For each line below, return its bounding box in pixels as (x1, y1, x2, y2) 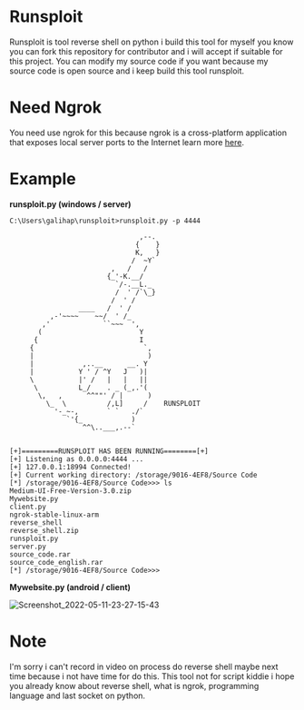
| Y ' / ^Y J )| (29, 367, 148, 376)
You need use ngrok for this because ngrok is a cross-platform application (9, 127, 288, 138)
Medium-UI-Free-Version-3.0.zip (9, 486, 132, 496)
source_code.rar (9, 549, 71, 559)
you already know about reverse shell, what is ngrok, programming (9, 680, 260, 691)
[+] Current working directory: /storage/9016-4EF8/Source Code (9, 470, 258, 479)
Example (9, 169, 76, 190)
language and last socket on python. (9, 690, 146, 701)
